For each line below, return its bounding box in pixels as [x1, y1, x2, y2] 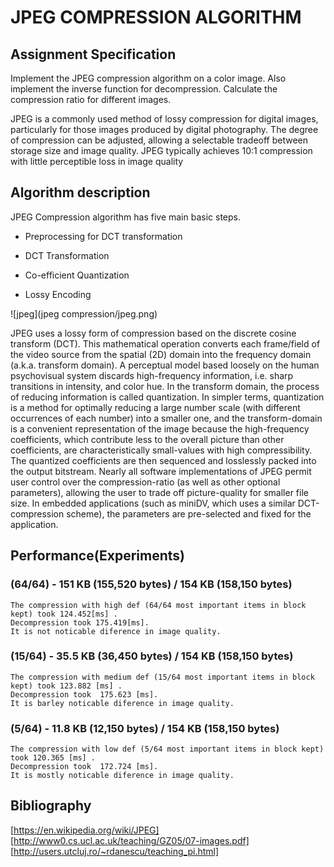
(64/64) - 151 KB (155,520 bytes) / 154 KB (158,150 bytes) [10, 577, 293, 591]
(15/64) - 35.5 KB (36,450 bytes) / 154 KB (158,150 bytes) [10, 649, 294, 663]
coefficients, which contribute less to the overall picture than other [10, 433, 285, 445]
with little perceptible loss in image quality [10, 156, 184, 167]
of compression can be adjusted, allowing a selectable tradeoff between [10, 134, 309, 146]
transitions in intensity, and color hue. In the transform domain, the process [10, 380, 320, 392]
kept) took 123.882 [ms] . [10, 681, 123, 691]
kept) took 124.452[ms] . [10, 609, 118, 619]
